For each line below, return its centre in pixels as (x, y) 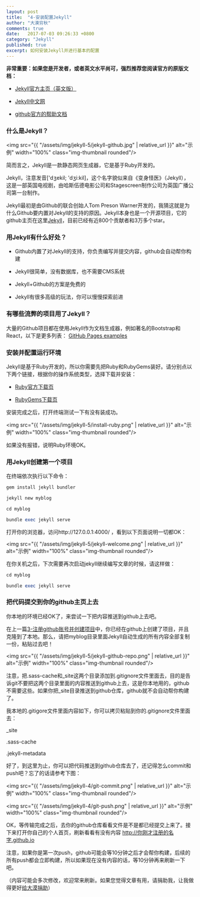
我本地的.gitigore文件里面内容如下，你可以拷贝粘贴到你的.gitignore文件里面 (98, 711)
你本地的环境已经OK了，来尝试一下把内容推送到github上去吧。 (83, 616)
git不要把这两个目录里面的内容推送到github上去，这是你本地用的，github (100, 683)
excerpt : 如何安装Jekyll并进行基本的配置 (53, 51)
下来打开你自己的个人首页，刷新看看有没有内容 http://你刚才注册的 (87, 832)
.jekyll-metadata (26, 753)
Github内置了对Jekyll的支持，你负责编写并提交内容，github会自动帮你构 (103, 251)
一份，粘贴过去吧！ (30, 644)
